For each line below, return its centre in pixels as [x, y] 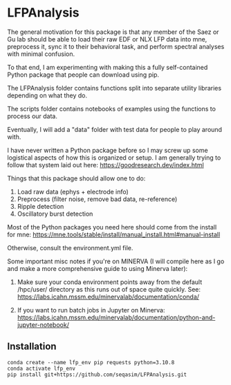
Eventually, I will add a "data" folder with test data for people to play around [115, 129]
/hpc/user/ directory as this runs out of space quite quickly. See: [109, 289]
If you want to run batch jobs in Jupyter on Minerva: [91, 310]
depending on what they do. [47, 95]
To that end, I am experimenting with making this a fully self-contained [108, 67]
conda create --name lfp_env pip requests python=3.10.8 [91, 362]
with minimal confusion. [41, 54]
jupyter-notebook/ [43, 325]
